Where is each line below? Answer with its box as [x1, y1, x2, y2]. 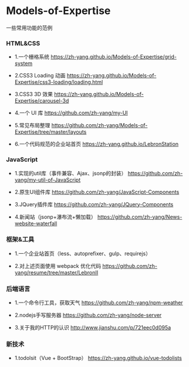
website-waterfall [14, 220, 58, 227]
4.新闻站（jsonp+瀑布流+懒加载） [14, 213, 96, 220]
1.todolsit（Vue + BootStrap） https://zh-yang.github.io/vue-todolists [14, 355, 182, 362]
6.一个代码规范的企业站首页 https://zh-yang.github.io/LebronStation [14, 141, 179, 148]
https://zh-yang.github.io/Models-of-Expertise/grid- [50, 53, 177, 60]
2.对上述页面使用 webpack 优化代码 [14, 262, 102, 269]
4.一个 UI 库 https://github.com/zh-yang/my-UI [14, 110, 128, 117]
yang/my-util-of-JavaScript [14, 176, 81, 183]
